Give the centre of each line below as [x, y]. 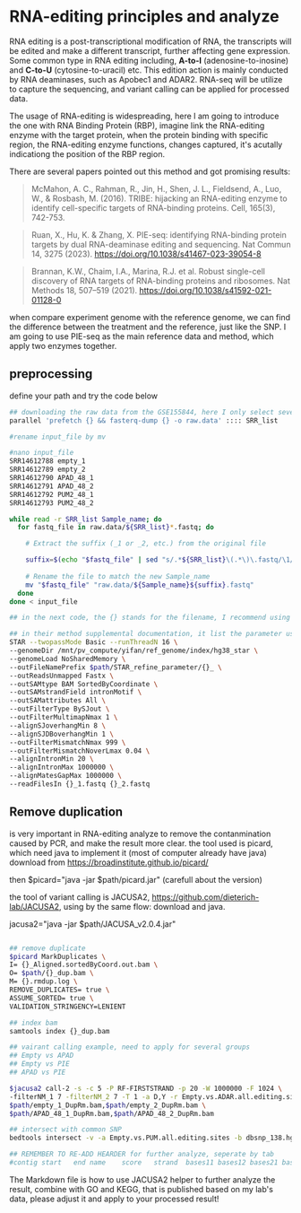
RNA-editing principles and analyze [144, 17]
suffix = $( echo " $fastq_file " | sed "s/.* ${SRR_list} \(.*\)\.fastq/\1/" [162, 560]
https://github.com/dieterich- [206, 897]
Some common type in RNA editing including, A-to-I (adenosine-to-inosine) [149, 60]
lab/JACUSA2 [34, 906]
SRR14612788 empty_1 [48, 461]
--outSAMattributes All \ [57, 701]
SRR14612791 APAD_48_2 [52, 486]
